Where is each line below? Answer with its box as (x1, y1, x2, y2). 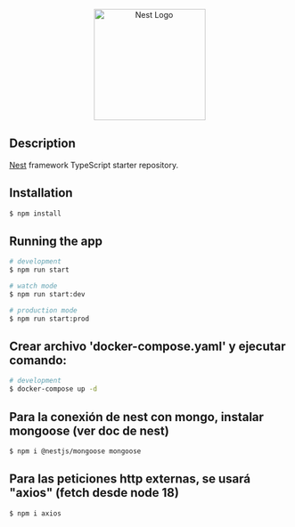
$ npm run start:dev (9, 289, 86, 298)
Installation (9, 185, 73, 200)
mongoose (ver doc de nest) (9, 423, 169, 438)
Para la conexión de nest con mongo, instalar (9, 409, 265, 425)
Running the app (9, 233, 102, 248)
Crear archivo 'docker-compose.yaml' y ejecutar (9, 338, 287, 353)
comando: (9, 353, 67, 368)
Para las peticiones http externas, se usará (9, 472, 251, 487)
